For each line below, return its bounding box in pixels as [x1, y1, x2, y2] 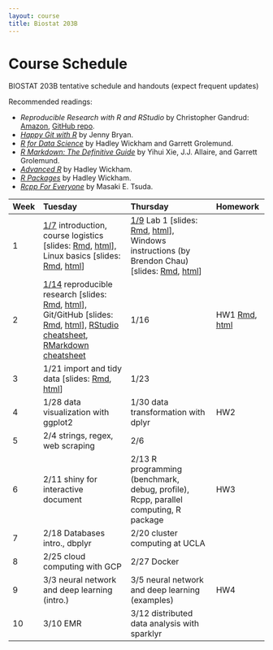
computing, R [130, 505, 181, 516]
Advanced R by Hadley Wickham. [19, 164, 132, 175]
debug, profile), [130, 484, 189, 496]
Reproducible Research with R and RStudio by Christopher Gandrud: [19, 113, 249, 123]
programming [130, 464, 183, 475]
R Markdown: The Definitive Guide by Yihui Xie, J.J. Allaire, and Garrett [19, 147, 258, 157]
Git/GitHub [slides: [43, 310, 114, 321]
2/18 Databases [43, 527, 106, 539]
